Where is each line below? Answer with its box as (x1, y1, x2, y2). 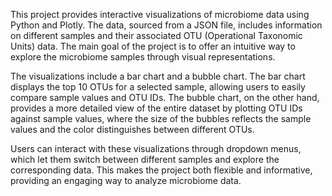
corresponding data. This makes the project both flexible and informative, (10, 164, 313, 176)
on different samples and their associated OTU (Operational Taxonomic (10, 30, 303, 41)
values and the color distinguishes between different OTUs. (10, 124, 255, 135)
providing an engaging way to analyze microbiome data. (10, 175, 242, 186)
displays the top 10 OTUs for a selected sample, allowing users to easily (10, 81, 306, 93)
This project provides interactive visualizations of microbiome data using (10, 9, 310, 20)
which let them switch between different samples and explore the (10, 154, 280, 165)
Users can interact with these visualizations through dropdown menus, (10, 143, 302, 154)
